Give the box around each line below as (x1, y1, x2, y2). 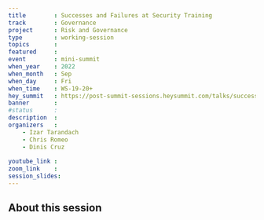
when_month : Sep (8, 70, 72, 78)
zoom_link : (8, 165, 58, 173)
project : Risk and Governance (8, 26, 128, 34)
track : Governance (8, 19, 97, 27)
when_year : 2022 (8, 63, 76, 71)
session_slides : (8, 172, 61, 181)
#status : (8, 107, 58, 115)
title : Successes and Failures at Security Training (8, 11, 213, 20)
